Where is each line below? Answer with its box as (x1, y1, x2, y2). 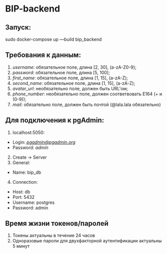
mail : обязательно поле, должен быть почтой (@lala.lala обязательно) (12, 101, 161, 107)
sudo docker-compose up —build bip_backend (5, 36, 102, 42)
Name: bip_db (12, 169, 41, 175)
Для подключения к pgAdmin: (5, 116, 104, 124)
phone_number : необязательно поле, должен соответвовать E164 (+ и (12, 91, 162, 97)
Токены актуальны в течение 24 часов (12, 232, 95, 238)
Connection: (12, 179, 38, 185)
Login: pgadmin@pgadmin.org (12, 139, 76, 145)
